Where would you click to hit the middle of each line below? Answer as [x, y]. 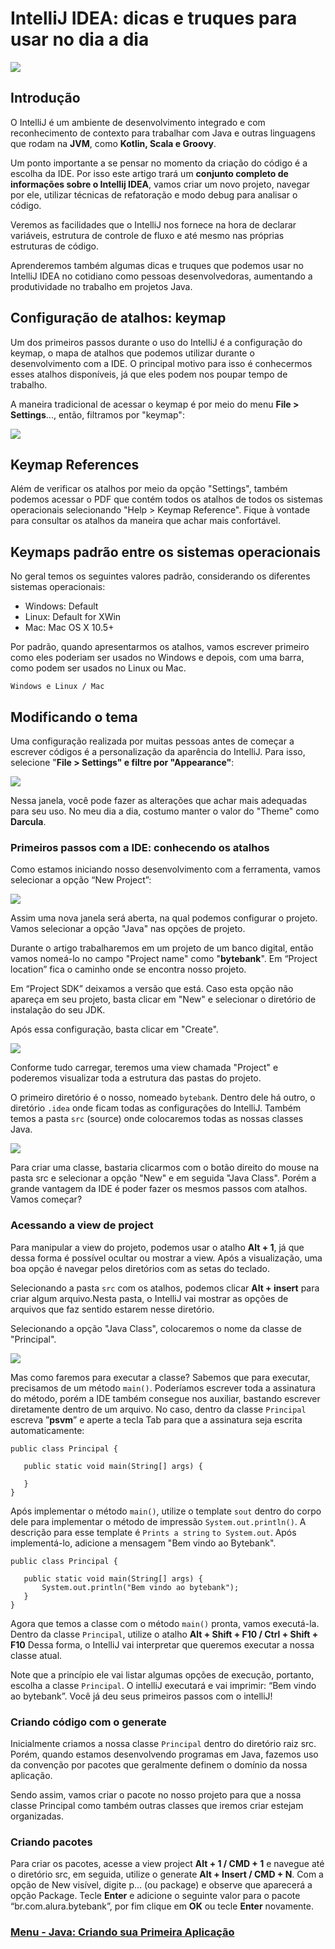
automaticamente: [47, 1430]
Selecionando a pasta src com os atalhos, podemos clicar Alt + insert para [165, 1288]
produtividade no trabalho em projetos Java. [101, 286]
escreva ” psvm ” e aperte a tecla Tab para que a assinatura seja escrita [156, 1419]
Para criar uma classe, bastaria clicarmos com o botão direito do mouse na [165, 1168]
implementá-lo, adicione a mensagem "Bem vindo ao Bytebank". [143, 1543]
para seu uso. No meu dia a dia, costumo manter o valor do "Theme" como [165, 811]
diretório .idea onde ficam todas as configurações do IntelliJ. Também [156, 1108]
